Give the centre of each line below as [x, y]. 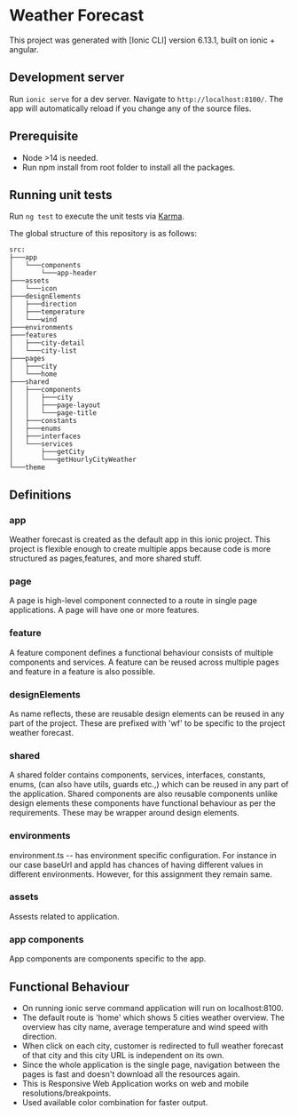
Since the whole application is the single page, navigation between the [151, 1064]
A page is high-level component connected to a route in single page [133, 601]
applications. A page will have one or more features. [104, 610]
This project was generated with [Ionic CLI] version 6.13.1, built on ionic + [142, 40]
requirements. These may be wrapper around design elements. [124, 813]
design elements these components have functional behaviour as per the [143, 803]
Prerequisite [44, 136]
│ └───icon [33, 289]
